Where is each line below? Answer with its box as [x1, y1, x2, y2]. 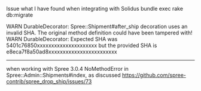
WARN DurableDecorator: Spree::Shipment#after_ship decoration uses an [6, 23, 188, 30]
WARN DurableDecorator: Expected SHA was [6, 36, 118, 42]
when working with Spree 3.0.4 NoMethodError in [6, 65, 129, 72]
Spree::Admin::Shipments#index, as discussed [6, 71, 121, 79]
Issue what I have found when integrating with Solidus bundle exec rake [6, 5, 184, 12]
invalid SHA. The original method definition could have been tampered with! [6, 29, 193, 36]
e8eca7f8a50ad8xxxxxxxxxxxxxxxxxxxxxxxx [6, 48, 118, 55]
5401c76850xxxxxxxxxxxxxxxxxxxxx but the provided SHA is [6, 42, 157, 49]
